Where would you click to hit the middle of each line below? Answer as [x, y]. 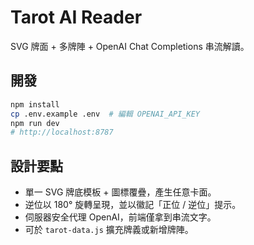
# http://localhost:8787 [62, 132]
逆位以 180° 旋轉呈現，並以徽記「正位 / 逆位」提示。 [133, 205]
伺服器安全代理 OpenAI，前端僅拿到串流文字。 [120, 217]
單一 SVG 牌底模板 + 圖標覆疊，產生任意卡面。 [120, 192]
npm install [35, 104]
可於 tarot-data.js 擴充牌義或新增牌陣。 [109, 230]
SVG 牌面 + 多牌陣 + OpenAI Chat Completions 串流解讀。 [130, 46]
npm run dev [35, 123]
